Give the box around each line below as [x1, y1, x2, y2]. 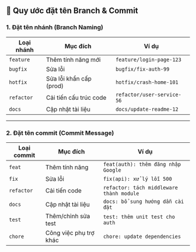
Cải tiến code [45, 186, 82, 194]
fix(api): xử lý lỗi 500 [103, 176, 172, 182]
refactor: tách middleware [103, 184, 178, 191]
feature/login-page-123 [116, 56, 182, 63]
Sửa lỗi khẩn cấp [45, 74, 92, 82]
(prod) [45, 82, 64, 90]
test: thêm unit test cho [103, 213, 175, 220]
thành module [103, 190, 139, 197]
